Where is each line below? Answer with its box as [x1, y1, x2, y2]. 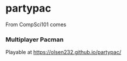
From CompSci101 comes [5, 21, 67, 28]
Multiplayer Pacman [5, 35, 64, 44]
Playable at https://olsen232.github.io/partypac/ [5, 49, 121, 56]
